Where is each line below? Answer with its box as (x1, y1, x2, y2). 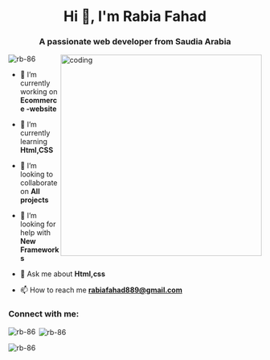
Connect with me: (8, 308, 80, 320)
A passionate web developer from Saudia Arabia (39, 36, 231, 48)
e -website (19, 104, 57, 114)
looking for (19, 219, 56, 229)
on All (19, 187, 40, 197)
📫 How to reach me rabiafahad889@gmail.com (19, 285, 182, 295)
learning (19, 137, 48, 147)
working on (19, 87, 58, 97)
